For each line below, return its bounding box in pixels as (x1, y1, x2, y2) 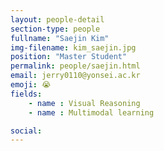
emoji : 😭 (10, 80, 52, 90)
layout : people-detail (10, 14, 105, 25)
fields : (10, 89, 43, 99)
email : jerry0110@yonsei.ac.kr (10, 71, 141, 81)
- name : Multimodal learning (28, 107, 155, 118)
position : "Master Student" (10, 52, 128, 62)
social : (10, 126, 43, 136)
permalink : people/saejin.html (10, 61, 141, 71)
